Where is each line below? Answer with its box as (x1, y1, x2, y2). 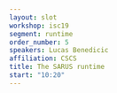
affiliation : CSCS (9, 54, 77, 63)
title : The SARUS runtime (9, 63, 105, 72)
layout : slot (9, 12, 58, 22)
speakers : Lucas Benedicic (9, 46, 109, 55)
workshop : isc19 (9, 21, 69, 30)
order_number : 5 (9, 37, 69, 47)
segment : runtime (9, 29, 74, 38)
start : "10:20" (9, 71, 66, 80)
